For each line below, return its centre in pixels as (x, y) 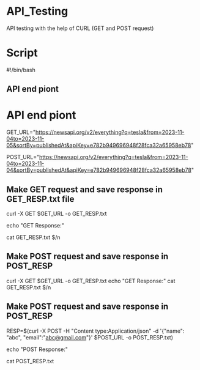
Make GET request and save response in (85, 189)
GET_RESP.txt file (40, 199)
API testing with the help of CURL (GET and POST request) (80, 28)
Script (22, 53)
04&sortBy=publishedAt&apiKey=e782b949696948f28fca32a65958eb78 (99, 170)
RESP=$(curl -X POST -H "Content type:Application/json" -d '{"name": (95, 331)
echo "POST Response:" (37, 349)
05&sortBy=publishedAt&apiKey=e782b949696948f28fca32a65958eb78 (99, 146)
